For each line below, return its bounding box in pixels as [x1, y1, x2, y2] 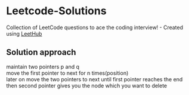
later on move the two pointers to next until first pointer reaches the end [6, 75, 183, 83]
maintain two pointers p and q [6, 63, 79, 70]
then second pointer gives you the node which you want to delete [6, 82, 168, 89]
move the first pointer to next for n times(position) [6, 69, 129, 77]
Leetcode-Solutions [6, 4, 107, 18]
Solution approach [6, 47, 76, 58]
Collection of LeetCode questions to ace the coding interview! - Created [6, 24, 184, 31]
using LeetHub [6, 30, 42, 37]
